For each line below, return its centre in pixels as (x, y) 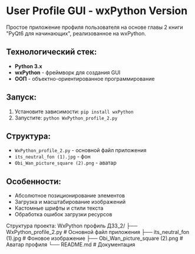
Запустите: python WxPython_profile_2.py (66, 118)
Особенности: (34, 181)
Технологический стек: (52, 52)
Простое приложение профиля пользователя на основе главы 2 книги (95, 27)
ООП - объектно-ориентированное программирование (85, 78)
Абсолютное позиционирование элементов (70, 196)
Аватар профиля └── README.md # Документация (71, 245)
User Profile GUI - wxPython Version (97, 11)
